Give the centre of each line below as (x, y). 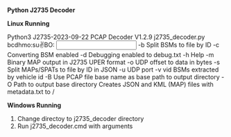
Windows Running (34, 105)
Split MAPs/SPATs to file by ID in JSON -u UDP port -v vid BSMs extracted (113, 70)
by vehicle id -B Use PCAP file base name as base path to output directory (113, 77)
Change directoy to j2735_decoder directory (80, 119)
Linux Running (28, 23)
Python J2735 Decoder (41, 10)
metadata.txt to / (31, 92)
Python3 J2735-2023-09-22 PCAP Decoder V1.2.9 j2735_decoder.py (106, 37)
